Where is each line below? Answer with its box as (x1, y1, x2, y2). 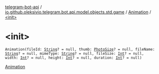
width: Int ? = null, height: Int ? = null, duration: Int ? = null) (5, 55, 142, 60)
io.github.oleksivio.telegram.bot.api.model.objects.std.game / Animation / (5, 9, 151, 15)
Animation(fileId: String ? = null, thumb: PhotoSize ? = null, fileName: (5, 47, 155, 52)
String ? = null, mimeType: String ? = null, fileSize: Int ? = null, (5, 51, 144, 56)
